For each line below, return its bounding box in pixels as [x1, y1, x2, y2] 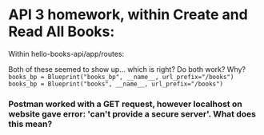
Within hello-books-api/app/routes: [8, 49, 125, 58]
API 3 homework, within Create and [8, 6, 248, 24]
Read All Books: [8, 22, 115, 41]
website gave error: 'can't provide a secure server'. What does [8, 108, 256, 119]
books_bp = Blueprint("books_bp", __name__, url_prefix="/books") [8, 73, 234, 81]
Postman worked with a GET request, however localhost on [8, 98, 242, 109]
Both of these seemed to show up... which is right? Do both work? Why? [8, 64, 246, 73]
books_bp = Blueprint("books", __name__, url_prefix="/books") [8, 80, 224, 88]
